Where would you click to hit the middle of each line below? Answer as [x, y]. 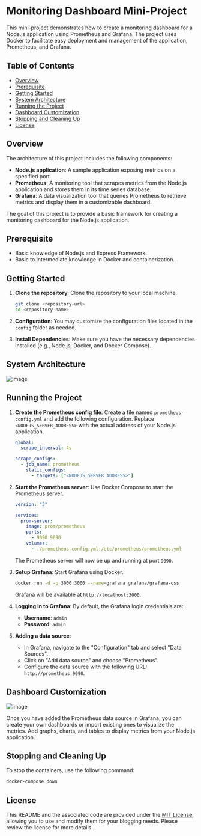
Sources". [36, 654]
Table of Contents [40, 66]
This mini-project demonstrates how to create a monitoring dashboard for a [100, 28]
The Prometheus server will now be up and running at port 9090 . [94, 560]
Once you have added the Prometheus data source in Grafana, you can [94, 718]
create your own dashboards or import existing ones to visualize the [90, 724]
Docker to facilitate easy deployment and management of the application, [97, 40]
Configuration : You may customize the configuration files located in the [104, 321]
